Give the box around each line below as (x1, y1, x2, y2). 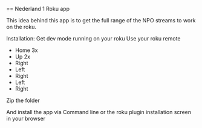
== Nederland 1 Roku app (6, 5, 70, 12)
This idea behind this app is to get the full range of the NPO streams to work (6, 17, 196, 24)
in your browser (6, 115, 46, 122)
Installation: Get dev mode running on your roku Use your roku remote (6, 35, 181, 42)
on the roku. (6, 24, 36, 30)
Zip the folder (6, 97, 41, 104)
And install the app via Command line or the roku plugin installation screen (6, 109, 192, 115)
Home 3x (15, 46, 38, 54)
